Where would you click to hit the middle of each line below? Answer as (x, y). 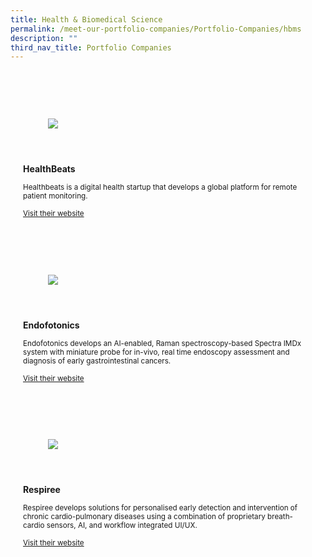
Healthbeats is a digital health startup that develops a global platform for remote (160, 187)
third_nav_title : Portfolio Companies (91, 47)
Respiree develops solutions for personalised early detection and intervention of (160, 508)
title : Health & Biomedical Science (86, 19)
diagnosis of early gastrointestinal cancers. (97, 361)
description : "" (44, 38)
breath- (280, 517)
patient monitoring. (55, 196)
